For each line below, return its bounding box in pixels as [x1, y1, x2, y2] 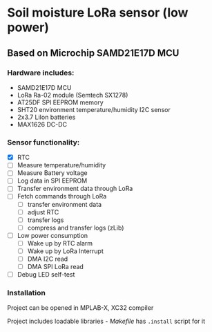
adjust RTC [27, 207, 59, 216]
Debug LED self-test [17, 270, 75, 279]
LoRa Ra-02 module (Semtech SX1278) [17, 91, 128, 99]
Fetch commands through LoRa [17, 192, 107, 201]
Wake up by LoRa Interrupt [27, 247, 104, 255]
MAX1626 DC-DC [17, 120, 68, 129]
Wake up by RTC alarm [27, 239, 93, 247]
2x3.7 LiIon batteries [17, 113, 76, 121]
